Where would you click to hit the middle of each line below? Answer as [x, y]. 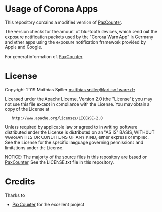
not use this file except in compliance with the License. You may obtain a [77, 104]
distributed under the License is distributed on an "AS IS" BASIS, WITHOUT [80, 132]
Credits [20, 182]
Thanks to [15, 195]
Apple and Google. [24, 47]
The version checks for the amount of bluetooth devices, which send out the [81, 31]
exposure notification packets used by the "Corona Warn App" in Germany [79, 37]
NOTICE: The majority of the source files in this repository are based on [76, 157]
